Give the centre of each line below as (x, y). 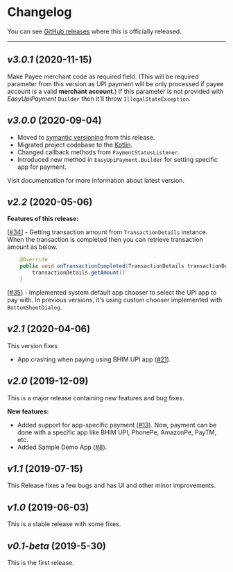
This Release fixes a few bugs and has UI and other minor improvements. (112, 485)
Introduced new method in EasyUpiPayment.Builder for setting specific (118, 159)
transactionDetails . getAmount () (79, 273)
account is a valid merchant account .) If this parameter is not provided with (115, 91)
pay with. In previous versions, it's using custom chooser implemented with (115, 300)
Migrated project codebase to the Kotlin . (75, 145)
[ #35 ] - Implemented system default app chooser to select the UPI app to (112, 292)
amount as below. (32, 247)
